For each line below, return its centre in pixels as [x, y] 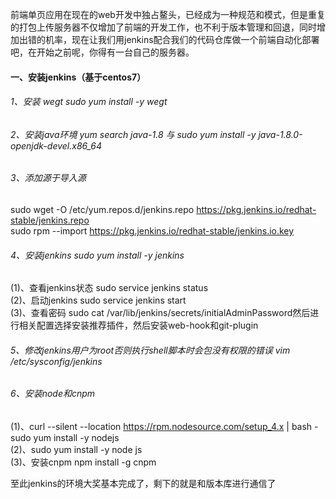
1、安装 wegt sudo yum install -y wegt [89, 102]
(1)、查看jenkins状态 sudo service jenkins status [109, 288]
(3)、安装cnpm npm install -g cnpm [83, 462]
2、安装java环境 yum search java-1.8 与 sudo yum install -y [133, 134]
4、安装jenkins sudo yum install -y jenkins [97, 255]
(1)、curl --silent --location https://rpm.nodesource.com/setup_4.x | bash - [164, 427]
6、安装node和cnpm [53, 394]
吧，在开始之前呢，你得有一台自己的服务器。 [102, 52]
